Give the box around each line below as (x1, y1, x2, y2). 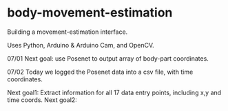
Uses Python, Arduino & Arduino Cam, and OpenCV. (7, 41, 155, 49)
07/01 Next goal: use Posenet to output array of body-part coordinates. (7, 54, 209, 63)
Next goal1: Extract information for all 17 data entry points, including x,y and (7, 88, 222, 97)
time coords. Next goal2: (7, 95, 77, 104)
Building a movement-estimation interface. (7, 28, 128, 36)
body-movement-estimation (7, 5, 173, 21)
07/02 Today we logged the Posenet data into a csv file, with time (7, 68, 194, 76)
